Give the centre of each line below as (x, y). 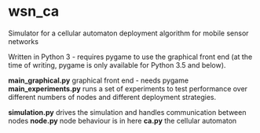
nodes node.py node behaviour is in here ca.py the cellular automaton (123, 120)
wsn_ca (34, 11)
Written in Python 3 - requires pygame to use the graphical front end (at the (130, 57)
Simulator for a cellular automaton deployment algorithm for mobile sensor (128, 33)
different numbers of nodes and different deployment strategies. (112, 97)
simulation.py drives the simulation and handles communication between (127, 112)
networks (24, 41)
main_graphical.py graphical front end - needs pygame (99, 80)
